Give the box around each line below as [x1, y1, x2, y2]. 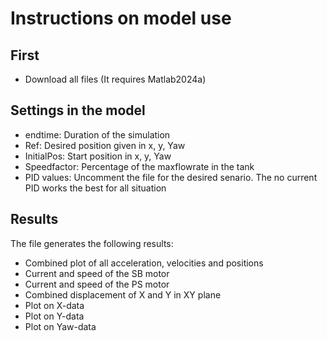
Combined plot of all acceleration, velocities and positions [24, 257, 264, 269]
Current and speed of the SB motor [24, 267, 170, 279]
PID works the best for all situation [24, 182, 167, 194]
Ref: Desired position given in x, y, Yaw [24, 139, 186, 151]
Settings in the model [10, 102, 146, 119]
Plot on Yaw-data [24, 320, 97, 332]
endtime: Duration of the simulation [24, 128, 171, 141]
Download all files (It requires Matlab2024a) [24, 73, 207, 85]
